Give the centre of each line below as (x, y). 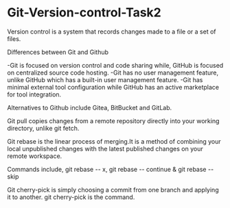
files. (14, 38)
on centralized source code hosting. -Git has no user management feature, (113, 73)
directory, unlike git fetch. (43, 128)
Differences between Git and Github (58, 52)
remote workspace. (35, 156)
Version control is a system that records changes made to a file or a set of (112, 31)
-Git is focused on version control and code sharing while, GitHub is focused (115, 65)
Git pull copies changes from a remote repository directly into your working (113, 120)
